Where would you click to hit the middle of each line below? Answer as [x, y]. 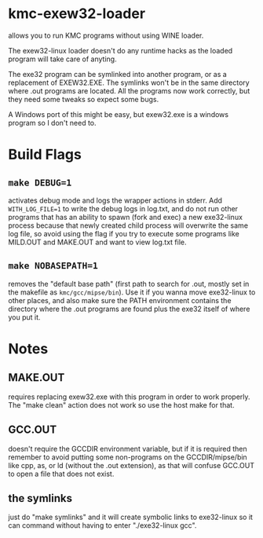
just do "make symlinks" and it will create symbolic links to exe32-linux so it [131, 517]
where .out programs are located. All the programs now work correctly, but [129, 90]
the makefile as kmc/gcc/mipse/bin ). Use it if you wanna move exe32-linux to [132, 292]
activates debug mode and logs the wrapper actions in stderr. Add [115, 200]
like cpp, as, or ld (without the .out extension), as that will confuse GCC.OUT [131, 465]
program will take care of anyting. [62, 59]
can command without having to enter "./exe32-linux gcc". [102, 525]
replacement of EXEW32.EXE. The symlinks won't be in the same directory [129, 82]
